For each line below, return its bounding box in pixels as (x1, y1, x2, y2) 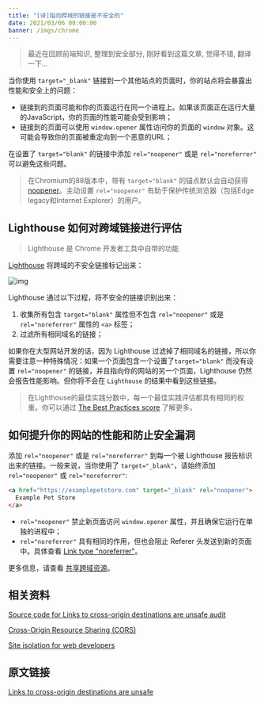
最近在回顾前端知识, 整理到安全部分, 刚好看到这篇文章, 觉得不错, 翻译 (27, 49, 251, 59)
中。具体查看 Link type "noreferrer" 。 (19, 546, 142, 556)
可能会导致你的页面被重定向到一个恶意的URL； (19, 132, 172, 142)
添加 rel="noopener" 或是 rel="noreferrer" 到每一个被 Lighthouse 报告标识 (8, 451, 253, 460)
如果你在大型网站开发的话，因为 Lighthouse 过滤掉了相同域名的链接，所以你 (8, 346, 257, 356)
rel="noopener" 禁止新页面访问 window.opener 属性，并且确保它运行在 (19, 516, 247, 526)
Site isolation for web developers (8, 641, 115, 650)
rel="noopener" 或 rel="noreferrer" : (8, 471, 128, 480)
